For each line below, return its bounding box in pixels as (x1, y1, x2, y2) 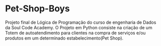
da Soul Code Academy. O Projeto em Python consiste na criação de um (5, 24, 153, 30)
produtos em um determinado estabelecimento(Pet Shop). (5, 35, 123, 41)
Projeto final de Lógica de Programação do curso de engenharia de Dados (5, 19, 157, 25)
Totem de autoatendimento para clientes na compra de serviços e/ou (5, 30, 146, 36)
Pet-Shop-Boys (5, 3, 70, 14)
